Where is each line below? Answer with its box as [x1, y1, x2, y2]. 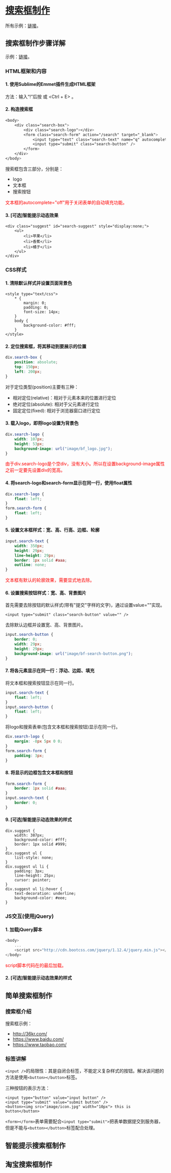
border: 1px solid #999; [14, 842, 67, 847]
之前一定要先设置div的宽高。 [5, 467, 65, 473]
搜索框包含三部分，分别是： [5, 166, 64, 172]
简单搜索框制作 [5, 991, 52, 1000]
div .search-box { [5, 355, 42, 360]
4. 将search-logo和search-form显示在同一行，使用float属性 [5, 480, 132, 486]
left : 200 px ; [14, 369, 42, 374]
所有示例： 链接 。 [5, 23, 41, 29]
